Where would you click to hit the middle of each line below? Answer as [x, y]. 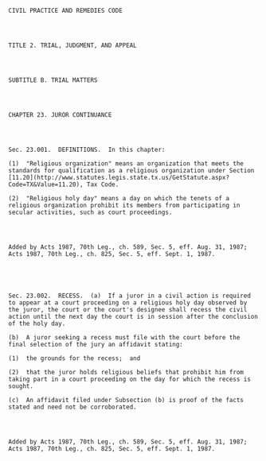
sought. [21, 386]
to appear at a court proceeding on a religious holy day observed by [128, 303]
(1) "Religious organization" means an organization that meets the [126, 164]
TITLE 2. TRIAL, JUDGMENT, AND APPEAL [72, 45]
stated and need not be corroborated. [72, 407]
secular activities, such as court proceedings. [90, 212]
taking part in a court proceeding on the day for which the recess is [129, 379]
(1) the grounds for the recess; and [74, 358]
